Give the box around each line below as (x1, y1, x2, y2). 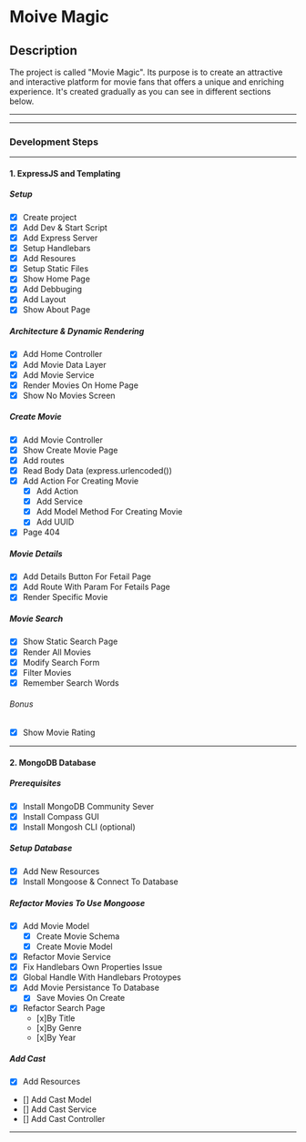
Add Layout (22, 294, 66, 305)
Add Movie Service (22, 369, 95, 380)
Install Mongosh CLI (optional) (22, 821, 137, 832)
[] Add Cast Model (22, 1095, 92, 1106)
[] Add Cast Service (22, 1104, 97, 1115)
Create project (22, 211, 77, 222)
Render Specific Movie (22, 592, 108, 603)
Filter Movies (22, 667, 72, 678)
